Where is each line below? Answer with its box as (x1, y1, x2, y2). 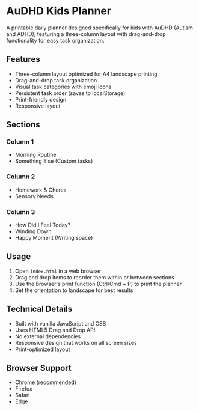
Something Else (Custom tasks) (14, 157, 93, 165)
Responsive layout (14, 102, 61, 109)
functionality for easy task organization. (6, 37, 105, 44)
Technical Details (6, 304, 73, 314)
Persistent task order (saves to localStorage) (14, 89, 126, 97)
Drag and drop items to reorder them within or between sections (14, 273, 174, 281)
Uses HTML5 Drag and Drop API (14, 326, 96, 333)
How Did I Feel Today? (14, 221, 71, 229)
